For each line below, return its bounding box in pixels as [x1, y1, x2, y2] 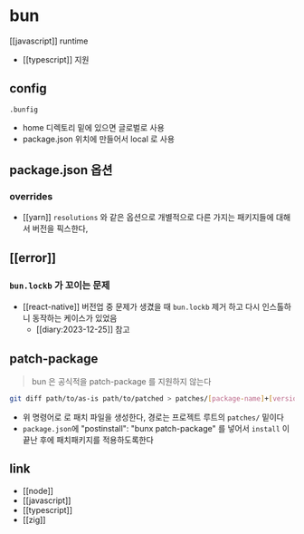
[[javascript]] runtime [9, 35, 89, 46]
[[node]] [22, 485, 54, 496]
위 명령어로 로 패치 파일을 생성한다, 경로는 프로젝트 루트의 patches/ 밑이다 [22, 412, 285, 422]
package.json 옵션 [9, 162, 113, 178]
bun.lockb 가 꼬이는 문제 [9, 278, 110, 291]
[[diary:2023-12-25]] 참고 [35, 324, 130, 335]
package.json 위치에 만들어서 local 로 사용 [22, 133, 175, 144]
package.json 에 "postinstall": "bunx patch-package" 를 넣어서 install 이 [22, 422, 290, 433]
